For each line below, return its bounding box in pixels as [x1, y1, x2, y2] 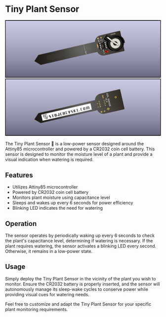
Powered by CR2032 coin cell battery [12, 189, 89, 195]
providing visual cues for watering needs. [5, 291, 90, 297]
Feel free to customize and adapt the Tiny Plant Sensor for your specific [5, 301, 152, 307]
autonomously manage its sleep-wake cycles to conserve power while [5, 286, 148, 292]
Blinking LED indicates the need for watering [12, 205, 103, 211]
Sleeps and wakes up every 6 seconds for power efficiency [12, 200, 133, 206]
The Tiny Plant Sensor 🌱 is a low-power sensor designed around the [5, 141, 144, 147]
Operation [5, 219, 37, 228]
